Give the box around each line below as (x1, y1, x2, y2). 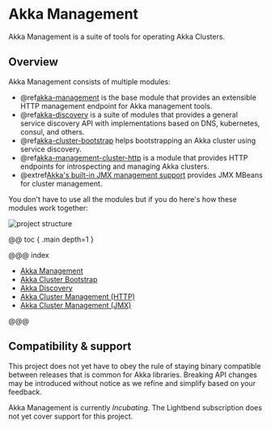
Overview (8, 55, 59, 69)
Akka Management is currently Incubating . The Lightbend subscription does (8, 402, 263, 412)
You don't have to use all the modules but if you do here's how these (8, 194, 237, 204)
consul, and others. (19, 127, 85, 136)
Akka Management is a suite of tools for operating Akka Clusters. (8, 32, 225, 41)
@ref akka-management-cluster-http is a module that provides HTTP (19, 152, 248, 162)
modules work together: (8, 203, 89, 212)
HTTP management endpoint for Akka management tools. (19, 101, 213, 110)
